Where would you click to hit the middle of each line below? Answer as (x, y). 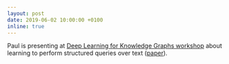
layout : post (26, 13)
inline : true (26, 26)
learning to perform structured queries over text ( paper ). (87, 53)
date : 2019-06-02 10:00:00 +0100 (55, 20)
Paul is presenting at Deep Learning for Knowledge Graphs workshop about (115, 46)
